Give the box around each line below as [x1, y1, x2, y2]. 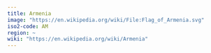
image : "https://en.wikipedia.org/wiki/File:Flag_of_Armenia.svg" [7, 17, 205, 23]
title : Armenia [7, 10, 52, 17]
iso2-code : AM [7, 23, 49, 30]
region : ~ [7, 29, 36, 36]
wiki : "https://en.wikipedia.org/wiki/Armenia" [7, 36, 149, 43]
